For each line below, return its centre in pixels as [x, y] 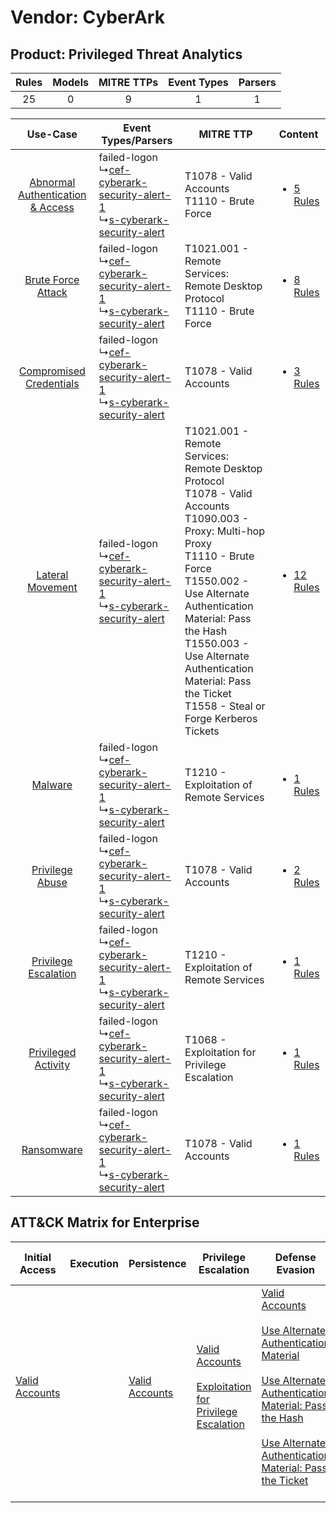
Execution [94, 1263]
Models [70, 82]
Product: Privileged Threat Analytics [126, 54]
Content [298, 134]
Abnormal [52, 182]
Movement [52, 587]
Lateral [52, 574]
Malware [52, 784]
